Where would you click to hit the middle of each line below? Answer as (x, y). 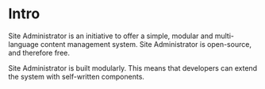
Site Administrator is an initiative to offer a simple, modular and (111, 36)
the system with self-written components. (77, 76)
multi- (224, 36)
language (23, 44)
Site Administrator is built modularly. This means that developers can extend (133, 68)
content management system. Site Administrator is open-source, (146, 44)
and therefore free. (39, 52)
